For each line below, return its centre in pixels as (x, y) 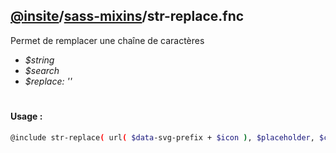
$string (39, 60)
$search (42, 70)
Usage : (26, 116)
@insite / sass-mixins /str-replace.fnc (127, 16)
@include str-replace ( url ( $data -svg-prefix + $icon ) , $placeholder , (162, 137)
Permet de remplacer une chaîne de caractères (107, 40)
